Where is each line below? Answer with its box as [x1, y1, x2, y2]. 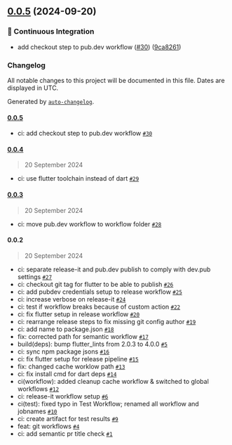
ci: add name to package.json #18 [17, 325, 114, 333]
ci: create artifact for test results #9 [17, 414, 119, 423]
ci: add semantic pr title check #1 [17, 429, 114, 438]
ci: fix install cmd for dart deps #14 [17, 369, 117, 378]
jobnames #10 [17, 407, 57, 415]
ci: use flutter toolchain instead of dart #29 [17, 174, 139, 183]
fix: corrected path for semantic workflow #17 [17, 332, 149, 340]
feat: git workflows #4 [17, 422, 80, 430]
